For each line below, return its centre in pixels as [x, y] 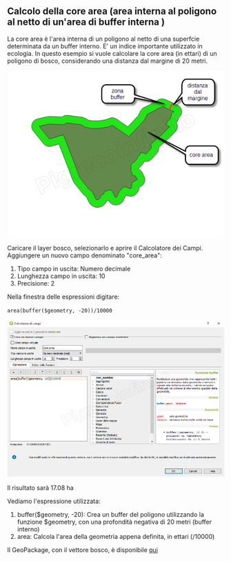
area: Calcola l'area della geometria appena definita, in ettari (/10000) [116, 537]
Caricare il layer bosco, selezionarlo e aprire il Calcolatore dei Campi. [105, 248]
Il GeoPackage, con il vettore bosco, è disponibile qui [83, 550]
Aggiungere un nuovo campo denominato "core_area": [84, 255]
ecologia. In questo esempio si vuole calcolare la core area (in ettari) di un [112, 53]
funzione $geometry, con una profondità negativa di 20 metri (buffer [114, 522]
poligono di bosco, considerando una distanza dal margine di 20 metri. [108, 61]
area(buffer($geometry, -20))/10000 [60, 311]
